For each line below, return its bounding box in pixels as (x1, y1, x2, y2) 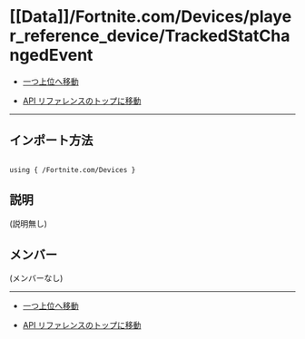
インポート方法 (9, 133, 93, 149)
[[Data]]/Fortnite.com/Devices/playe (9, 6, 292, 27)
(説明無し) (9, 218, 48, 228)
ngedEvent (9, 45, 93, 65)
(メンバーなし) (9, 273, 64, 284)
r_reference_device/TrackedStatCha (9, 25, 290, 46)
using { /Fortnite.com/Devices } (9, 165, 136, 174)
